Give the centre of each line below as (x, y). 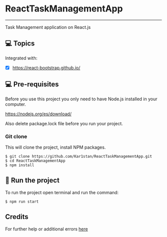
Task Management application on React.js (48, 27)
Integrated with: (21, 58)
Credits (17, 217)
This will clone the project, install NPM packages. (55, 147)
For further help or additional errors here (46, 229)
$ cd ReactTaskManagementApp (35, 161)
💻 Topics (20, 44)
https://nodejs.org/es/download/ (39, 114)
